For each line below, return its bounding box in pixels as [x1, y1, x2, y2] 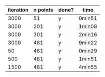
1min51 [78, 55, 97, 62]
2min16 [78, 31, 97, 38]
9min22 [78, 39, 97, 46]
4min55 [78, 63, 97, 70]
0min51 [78, 15, 97, 21]
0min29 [78, 47, 97, 54]
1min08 [78, 23, 97, 29]
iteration [8, 6, 29, 13]
